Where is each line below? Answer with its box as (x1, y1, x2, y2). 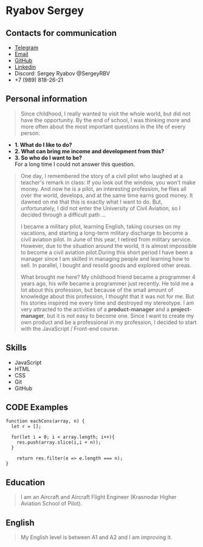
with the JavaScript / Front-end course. (20, 325, 120, 332)
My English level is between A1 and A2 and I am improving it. (20, 534, 173, 541)
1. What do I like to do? (14, 141, 72, 148)
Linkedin (14, 63, 36, 71)
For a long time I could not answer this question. (14, 160, 136, 168)
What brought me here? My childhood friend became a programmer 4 (20, 273, 196, 280)
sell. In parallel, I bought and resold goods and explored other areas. (20, 261, 192, 269)
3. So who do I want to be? (14, 154, 83, 161)
